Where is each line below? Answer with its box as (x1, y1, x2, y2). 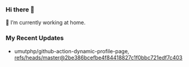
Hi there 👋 (5, 5, 35, 14)
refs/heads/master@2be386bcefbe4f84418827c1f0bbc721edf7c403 (14, 54, 183, 61)
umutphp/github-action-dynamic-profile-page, (14, 47, 129, 54)
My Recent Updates (5, 34, 64, 42)
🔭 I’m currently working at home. (5, 19, 86, 26)
